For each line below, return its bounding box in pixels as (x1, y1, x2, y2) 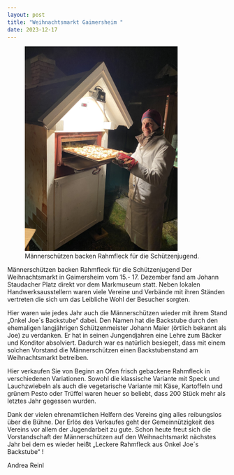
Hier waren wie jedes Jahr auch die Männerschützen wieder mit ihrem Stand (7, 309, 228, 317)
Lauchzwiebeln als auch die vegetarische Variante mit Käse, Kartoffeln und (7, 382, 224, 390)
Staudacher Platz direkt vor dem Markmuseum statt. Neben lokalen (7, 280, 200, 289)
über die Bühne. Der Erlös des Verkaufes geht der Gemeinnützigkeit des (7, 418, 215, 427)
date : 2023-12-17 (7, 26, 58, 33)
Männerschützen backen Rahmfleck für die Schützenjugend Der (7, 266, 192, 274)
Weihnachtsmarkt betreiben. (7, 354, 89, 362)
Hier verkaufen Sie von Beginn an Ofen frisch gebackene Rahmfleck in (7, 367, 210, 376)
